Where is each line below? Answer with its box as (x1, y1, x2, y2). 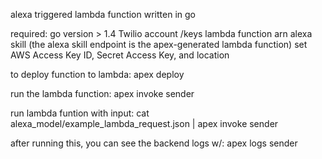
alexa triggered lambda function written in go (10, 9, 196, 20)
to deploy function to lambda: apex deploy (10, 69, 185, 80)
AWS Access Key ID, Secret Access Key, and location (10, 49, 230, 61)
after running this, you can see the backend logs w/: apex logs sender (10, 137, 298, 149)
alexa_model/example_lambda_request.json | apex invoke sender (10, 118, 279, 129)
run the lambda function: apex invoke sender (10, 88, 195, 99)
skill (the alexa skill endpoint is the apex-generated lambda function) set (10, 39, 308, 50)
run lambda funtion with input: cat (10, 107, 150, 119)
